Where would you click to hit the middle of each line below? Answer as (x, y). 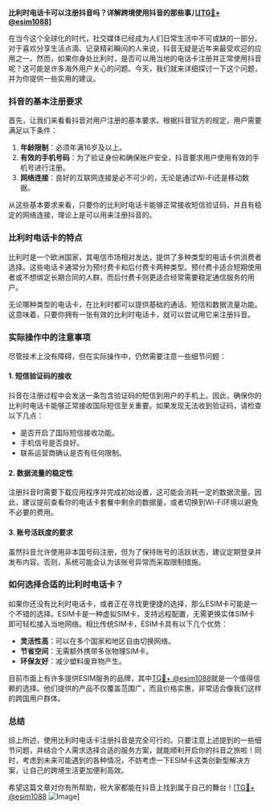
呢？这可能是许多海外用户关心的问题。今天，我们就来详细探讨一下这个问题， (135, 68)
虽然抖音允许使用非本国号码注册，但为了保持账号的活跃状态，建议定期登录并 (135, 551)
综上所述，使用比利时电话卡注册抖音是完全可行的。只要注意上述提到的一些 (131, 741)
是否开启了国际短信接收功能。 (69, 433)
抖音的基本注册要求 (45, 101)
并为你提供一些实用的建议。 (54, 78)
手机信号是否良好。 (52, 443)
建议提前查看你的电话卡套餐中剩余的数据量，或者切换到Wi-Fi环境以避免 (140, 502)
